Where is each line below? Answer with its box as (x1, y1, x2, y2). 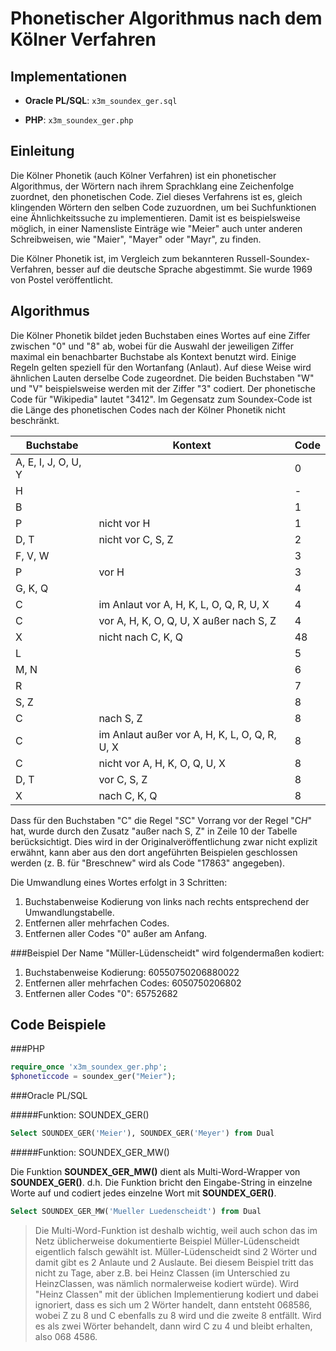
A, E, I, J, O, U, (15, 455, 82, 469)
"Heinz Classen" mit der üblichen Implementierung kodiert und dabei (34, 1288, 319, 1300)
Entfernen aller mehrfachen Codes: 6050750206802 (24, 977, 242, 989)
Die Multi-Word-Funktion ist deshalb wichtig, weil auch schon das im (34, 1224, 318, 1236)
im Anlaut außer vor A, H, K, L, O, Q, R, (98, 727, 277, 741)
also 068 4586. (34, 1330, 98, 1342)
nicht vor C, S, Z (98, 532, 174, 546)
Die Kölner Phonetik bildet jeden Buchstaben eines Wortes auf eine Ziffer (10, 329, 311, 341)
